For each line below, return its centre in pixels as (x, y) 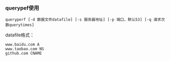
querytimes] (22, 25)
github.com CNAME (24, 53)
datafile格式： (20, 35)
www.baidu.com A (22, 45)
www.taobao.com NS (25, 49)
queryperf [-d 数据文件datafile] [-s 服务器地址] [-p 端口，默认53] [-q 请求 (83, 20)
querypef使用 (22, 8)
